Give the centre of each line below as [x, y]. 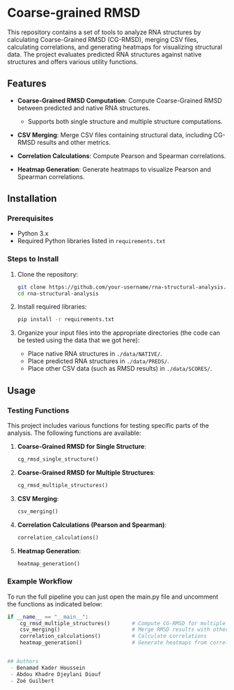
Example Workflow [40, 581]
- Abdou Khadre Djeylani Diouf [55, 674]
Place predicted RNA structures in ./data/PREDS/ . [98, 361]
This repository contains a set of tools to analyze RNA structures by [104, 32]
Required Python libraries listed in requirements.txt [91, 241]
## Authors [23, 661]
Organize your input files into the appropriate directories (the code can [119, 333]
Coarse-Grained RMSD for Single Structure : [81, 447]
